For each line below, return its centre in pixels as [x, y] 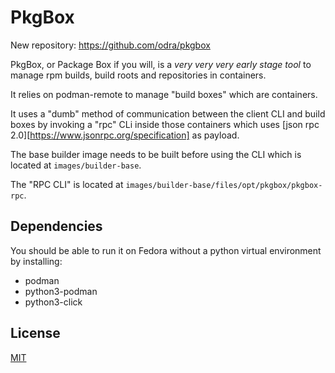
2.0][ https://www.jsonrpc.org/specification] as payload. [125, 135]
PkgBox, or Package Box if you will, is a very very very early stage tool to [161, 64]
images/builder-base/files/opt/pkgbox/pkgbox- [224, 185]
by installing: [36, 261]
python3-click [53, 302]
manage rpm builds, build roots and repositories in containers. [138, 75]
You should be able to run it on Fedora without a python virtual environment [166, 250]
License [35, 333]
